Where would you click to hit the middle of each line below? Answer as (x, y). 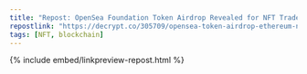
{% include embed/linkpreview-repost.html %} (97, 60)
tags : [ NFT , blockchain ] (57, 34)
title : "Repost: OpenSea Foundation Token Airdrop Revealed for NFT (143, 18)
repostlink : (32, 26)
